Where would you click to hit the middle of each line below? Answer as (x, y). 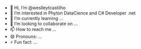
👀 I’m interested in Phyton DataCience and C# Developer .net (73, 13)
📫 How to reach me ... (33, 29)
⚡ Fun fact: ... (23, 42)
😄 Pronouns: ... (26, 36)
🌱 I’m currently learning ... (36, 18)
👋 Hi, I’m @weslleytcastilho (38, 8)
